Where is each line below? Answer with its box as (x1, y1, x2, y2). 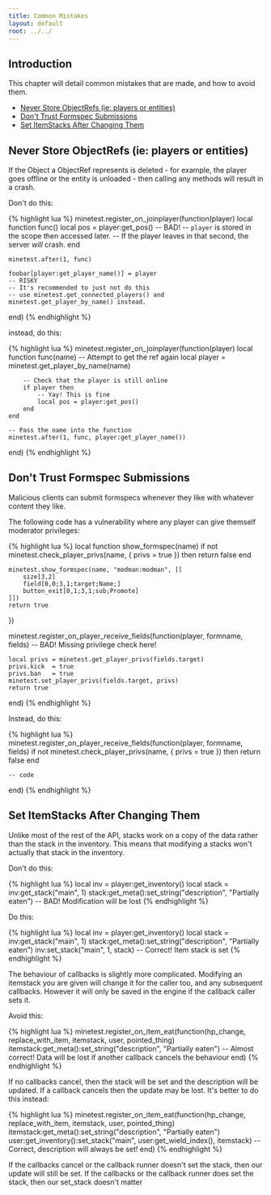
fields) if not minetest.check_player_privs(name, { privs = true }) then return (8, 746, 261, 756)
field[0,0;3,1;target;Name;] (23, 579, 121, 588)
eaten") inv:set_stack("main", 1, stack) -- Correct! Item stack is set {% (8, 944, 241, 954)
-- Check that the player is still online (23, 376, 168, 385)
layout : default (8, 19, 63, 28)
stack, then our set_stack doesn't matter (8, 1177, 143, 1187)
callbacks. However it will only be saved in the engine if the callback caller (8, 987, 256, 996)
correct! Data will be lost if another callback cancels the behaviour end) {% (8, 1052, 259, 1062)
